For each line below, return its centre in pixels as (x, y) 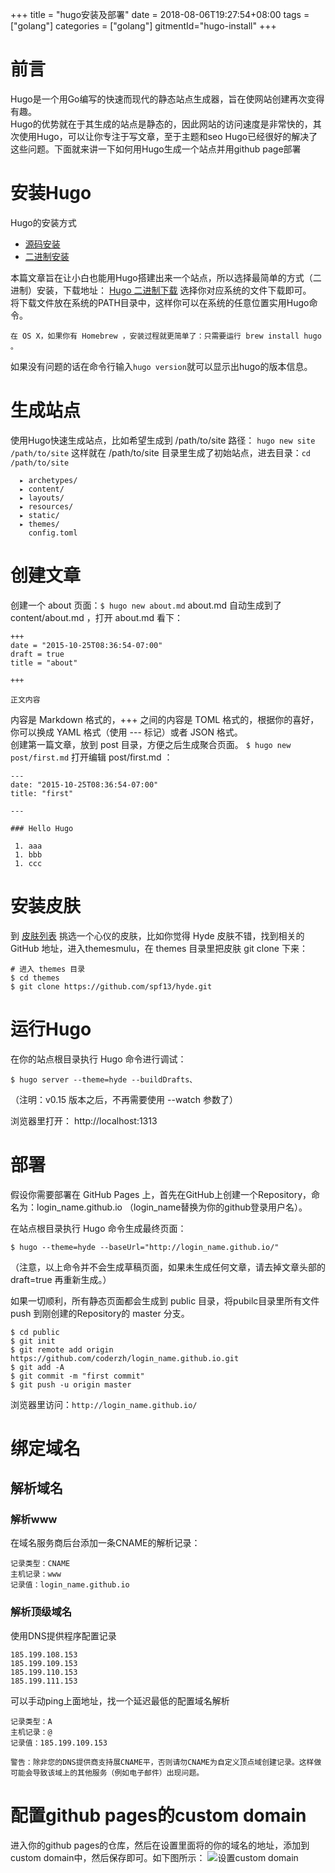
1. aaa (28, 846)
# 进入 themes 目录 (48, 969)
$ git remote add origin (62, 1349)
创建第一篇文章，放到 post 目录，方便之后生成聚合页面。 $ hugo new (151, 744)
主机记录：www (36, 1574)
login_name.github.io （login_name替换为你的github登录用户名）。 (172, 1207)
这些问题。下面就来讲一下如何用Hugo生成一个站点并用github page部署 (156, 149)
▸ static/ (39, 515)
